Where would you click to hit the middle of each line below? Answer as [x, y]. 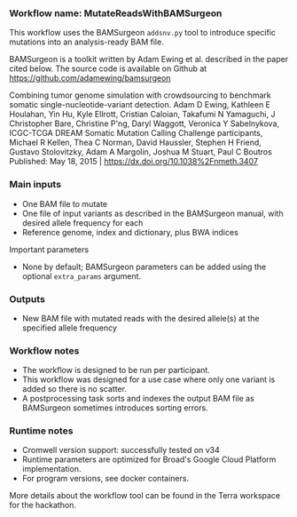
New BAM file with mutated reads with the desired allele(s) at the [141, 318]
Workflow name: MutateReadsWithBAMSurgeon [116, 13]
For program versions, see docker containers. [105, 479]
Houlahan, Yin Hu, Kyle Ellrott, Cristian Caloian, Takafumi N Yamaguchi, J [142, 115]
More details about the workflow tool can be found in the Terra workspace [145, 496]
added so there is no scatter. [74, 389]
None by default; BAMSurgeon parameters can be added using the [144, 266]
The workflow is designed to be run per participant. [116, 370]
